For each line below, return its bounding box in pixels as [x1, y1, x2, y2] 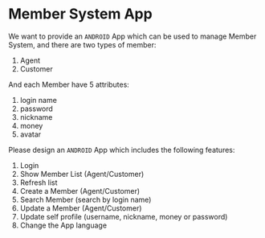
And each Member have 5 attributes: [8, 80, 130, 89]
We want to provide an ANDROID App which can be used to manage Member [8, 31, 257, 41]
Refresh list [19, 178, 58, 187]
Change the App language [19, 220, 107, 230]
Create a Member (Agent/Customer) [19, 186, 141, 195]
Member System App [8, 5, 153, 23]
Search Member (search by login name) [19, 195, 152, 204]
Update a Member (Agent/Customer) [19, 203, 142, 213]
